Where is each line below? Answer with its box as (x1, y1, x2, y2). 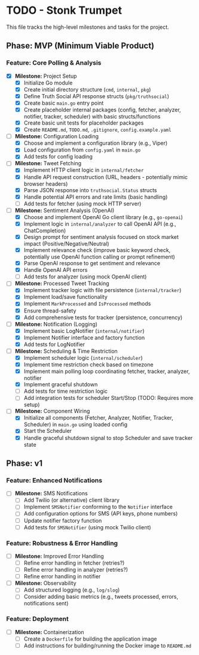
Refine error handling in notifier (23, 573, 101, 580)
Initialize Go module (23, 79, 73, 86)
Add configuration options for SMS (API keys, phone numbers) (23, 510, 178, 517)
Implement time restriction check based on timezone (23, 361, 154, 368)
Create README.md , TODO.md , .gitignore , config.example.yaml (23, 126, 172, 134)
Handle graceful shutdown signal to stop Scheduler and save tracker (23, 434, 193, 441)
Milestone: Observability (14, 580, 76, 587)
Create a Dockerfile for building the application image (23, 635, 157, 642)
